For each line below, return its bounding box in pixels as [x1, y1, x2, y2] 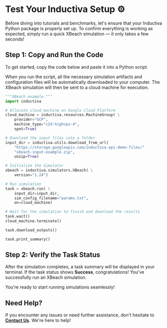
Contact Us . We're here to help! [5, 317, 71, 323]
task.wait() [5, 214, 30, 219]
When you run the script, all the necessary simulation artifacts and [5, 74, 142, 80]
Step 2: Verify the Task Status [5, 251, 100, 259]
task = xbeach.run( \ [5, 186, 51, 191]
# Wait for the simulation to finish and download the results [5, 209, 140, 214]
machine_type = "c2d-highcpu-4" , [14, 122, 80, 127]
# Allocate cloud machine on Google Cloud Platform [5, 108, 115, 113]
